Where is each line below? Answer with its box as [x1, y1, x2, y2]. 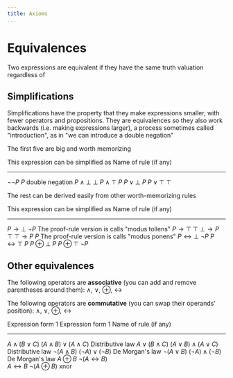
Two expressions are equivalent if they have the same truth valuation [7, 63, 204, 72]
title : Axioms [7, 10, 49, 17]
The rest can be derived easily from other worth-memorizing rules [7, 192, 196, 200]
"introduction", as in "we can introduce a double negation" [7, 131, 174, 140]
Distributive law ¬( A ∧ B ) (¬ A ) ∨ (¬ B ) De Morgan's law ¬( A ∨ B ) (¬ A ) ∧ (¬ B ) [7, 347, 222, 356]
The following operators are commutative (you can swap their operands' [7, 299, 216, 308]
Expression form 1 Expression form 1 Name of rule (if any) [7, 320, 172, 329]
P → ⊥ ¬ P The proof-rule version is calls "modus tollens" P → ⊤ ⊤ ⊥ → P [7, 225, 220, 233]
